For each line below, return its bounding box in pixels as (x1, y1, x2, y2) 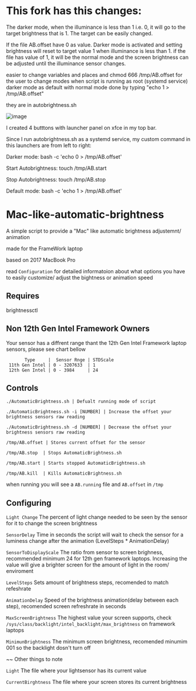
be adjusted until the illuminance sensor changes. (6, 60, 126, 67)
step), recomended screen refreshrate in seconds (6, 603, 126, 610)
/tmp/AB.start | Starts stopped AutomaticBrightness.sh (6, 460, 146, 467)
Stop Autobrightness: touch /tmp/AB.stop (6, 176, 106, 183)
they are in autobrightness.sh (6, 101, 77, 108)
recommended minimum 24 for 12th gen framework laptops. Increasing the (6, 555, 188, 562)
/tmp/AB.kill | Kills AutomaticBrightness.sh (6, 471, 122, 477)
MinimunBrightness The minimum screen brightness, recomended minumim (6, 638, 188, 645)
